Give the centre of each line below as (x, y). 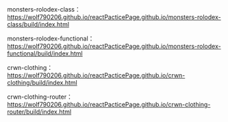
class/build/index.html (38, 24)
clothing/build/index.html (42, 83)
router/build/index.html (39, 112)
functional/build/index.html (45, 53)
